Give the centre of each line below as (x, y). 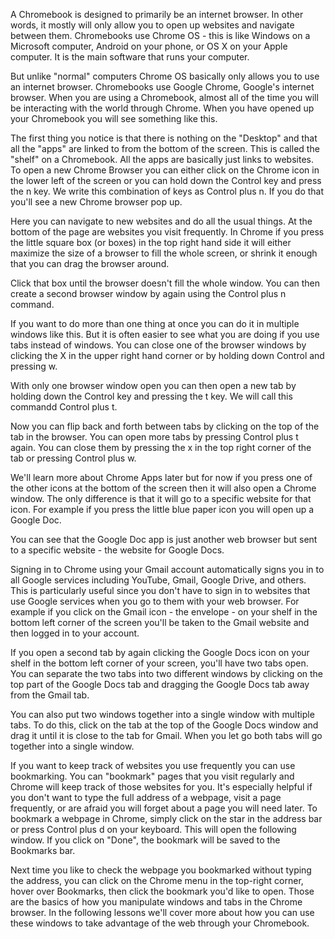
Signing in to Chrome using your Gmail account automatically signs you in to (167, 569)
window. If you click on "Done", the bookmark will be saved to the (145, 840)
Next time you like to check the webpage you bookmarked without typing (161, 870)
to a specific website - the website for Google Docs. (117, 550)
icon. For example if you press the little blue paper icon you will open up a (162, 509)
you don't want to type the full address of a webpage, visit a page (146, 797)
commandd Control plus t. (64, 407)
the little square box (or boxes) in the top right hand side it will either (151, 242)
